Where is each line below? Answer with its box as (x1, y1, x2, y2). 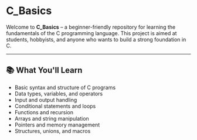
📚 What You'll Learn (6, 66, 83, 76)
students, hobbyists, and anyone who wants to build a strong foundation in (6, 36, 186, 43)
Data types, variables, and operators (14, 90, 103, 97)
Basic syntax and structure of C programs (14, 84, 116, 91)
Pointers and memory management (14, 121, 100, 128)
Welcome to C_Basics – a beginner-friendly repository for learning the (6, 23, 176, 30)
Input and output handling (14, 96, 77, 103)
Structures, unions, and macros (14, 127, 91, 134)
